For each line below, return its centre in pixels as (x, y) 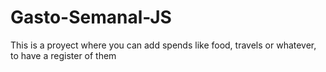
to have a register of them (63, 55)
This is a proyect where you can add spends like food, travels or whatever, (163, 45)
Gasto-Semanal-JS (91, 17)
